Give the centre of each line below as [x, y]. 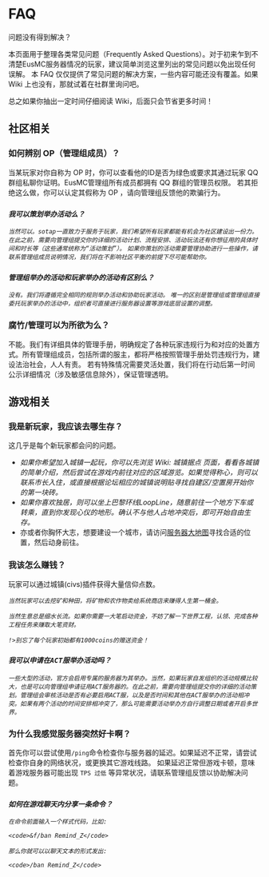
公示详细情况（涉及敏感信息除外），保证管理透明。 [91, 374]
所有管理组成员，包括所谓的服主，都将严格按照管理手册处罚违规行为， [137, 354]
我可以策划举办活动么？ [47, 214]
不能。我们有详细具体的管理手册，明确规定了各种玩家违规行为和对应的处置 [131, 344]
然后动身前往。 [59, 542]
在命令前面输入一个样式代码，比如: [58, 822]
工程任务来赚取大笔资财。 [44, 624]
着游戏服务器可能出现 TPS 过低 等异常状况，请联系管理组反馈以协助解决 [125, 773]
